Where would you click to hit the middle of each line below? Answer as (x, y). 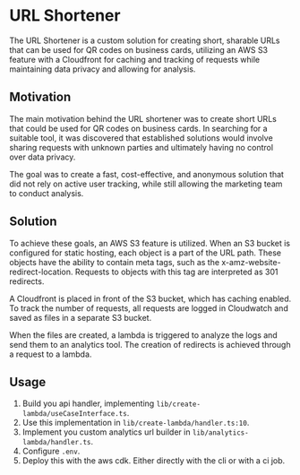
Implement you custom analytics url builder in (106, 432)
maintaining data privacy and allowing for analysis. (103, 69)
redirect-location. (41, 272)
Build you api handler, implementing (88, 403)
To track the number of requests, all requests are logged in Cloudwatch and (149, 308)
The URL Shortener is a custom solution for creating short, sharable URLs (145, 40)
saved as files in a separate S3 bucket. (81, 317)
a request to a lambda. (51, 354)
